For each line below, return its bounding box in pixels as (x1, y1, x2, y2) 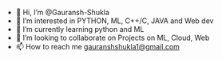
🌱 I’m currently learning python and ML (15, 25, 145, 33)
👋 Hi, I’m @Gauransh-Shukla (15, 8, 110, 17)
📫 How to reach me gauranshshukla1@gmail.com (15, 42, 180, 51)
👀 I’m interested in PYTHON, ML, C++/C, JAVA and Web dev (15, 16, 214, 26)
